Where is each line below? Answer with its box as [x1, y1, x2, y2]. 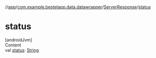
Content [5, 42, 21, 48]
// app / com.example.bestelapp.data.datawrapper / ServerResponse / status [5, 4, 151, 10]
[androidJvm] [5, 37, 33, 43]
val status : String [5, 47, 39, 53]
